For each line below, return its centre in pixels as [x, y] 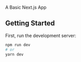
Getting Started [30, 23]
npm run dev [18, 45]
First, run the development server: [41, 36]
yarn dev [14, 54]
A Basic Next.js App [26, 7]
